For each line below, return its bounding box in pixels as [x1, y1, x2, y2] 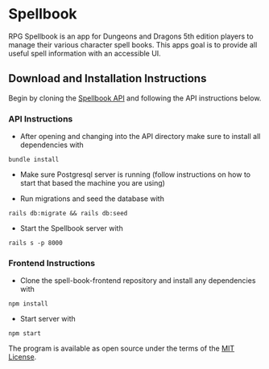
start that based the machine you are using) [19, 178, 165, 188]
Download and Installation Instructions [8, 72, 207, 85]
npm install [8, 300, 48, 308]
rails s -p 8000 [8, 239, 63, 248]
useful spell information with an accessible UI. [8, 48, 161, 58]
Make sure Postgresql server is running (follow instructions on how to [19, 170, 251, 179]
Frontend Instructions [8, 257, 95, 269]
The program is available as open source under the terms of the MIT [8, 343, 235, 354]
